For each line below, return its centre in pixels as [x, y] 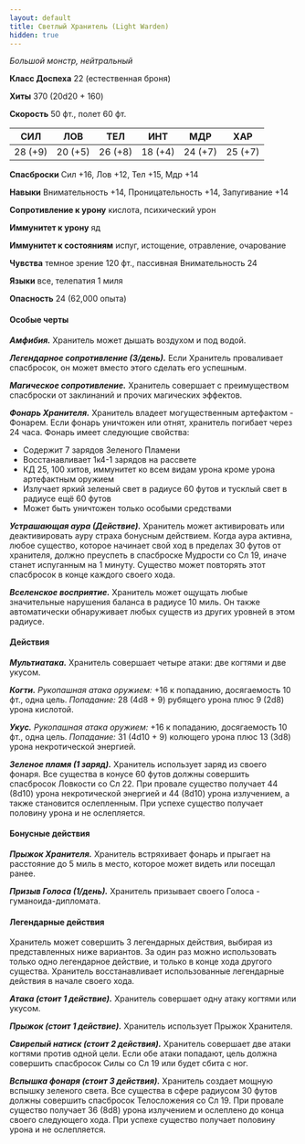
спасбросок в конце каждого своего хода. [92, 574]
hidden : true [34, 35]
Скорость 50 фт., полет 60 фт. [68, 114]
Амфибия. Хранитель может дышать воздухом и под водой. [128, 340]
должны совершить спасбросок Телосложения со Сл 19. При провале [147, 1101]
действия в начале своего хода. [72, 981]
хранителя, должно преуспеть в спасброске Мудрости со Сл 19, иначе [148, 555]
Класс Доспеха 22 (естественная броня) [90, 79]
